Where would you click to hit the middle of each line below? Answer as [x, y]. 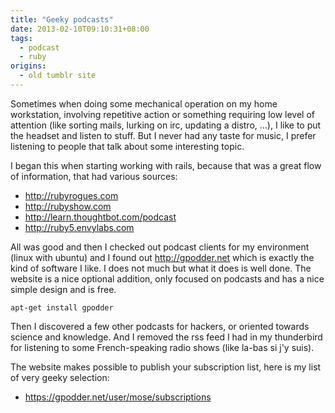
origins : [28, 66]
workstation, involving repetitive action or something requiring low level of [162, 114]
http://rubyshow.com [68, 206]
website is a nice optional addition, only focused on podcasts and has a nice [167, 278]
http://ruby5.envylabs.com [79, 227]
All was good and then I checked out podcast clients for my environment [160, 247]
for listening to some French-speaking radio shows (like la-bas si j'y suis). [162, 347]
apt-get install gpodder [62, 307]
